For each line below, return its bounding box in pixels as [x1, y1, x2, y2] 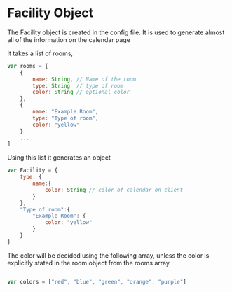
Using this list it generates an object [7, 153, 111, 162]
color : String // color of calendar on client [44, 186, 184, 193]
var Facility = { [7, 167, 58, 174]
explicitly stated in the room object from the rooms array [7, 258, 170, 267]
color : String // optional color [32, 89, 130, 96]
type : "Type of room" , [32, 114, 99, 122]
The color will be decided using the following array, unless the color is [7, 251, 210, 260]
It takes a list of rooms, [7, 49, 74, 57]
